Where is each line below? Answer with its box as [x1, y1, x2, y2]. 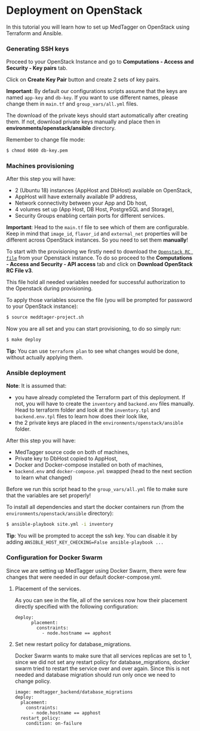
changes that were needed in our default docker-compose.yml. [6, 573, 162, 581]
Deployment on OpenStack [6, 4, 143, 17]
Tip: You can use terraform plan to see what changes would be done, [6, 347, 179, 355]
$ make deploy [6, 337, 42, 343]
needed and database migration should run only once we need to [14, 671, 176, 678]
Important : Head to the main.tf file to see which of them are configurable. [6, 224, 189, 231]
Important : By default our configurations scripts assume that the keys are [6, 88, 187, 95]
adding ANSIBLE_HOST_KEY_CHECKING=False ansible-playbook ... [6, 538, 164, 546]
